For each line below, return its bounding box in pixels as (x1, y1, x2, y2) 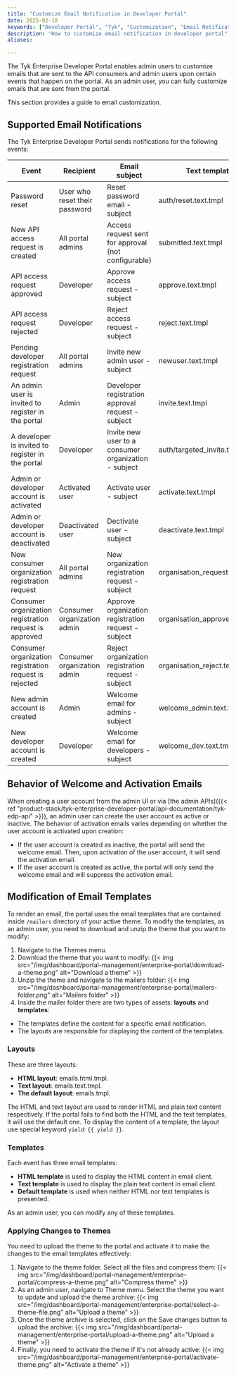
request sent (106, 228, 149, 238)
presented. (17, 1195, 49, 1203)
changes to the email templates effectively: (7, 1249, 132, 1258)
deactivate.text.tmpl (158, 524, 225, 534)
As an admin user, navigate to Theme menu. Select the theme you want (17, 1286, 225, 1294)
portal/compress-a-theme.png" (17, 1278, 109, 1286)
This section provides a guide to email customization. (7, 98, 162, 106)
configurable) (106, 255, 152, 265)
